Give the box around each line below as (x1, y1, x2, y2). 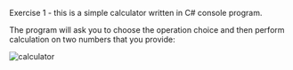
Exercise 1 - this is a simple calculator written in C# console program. (9, 8, 263, 18)
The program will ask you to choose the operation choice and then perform (9, 25, 285, 35)
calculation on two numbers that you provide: (9, 35, 175, 44)
